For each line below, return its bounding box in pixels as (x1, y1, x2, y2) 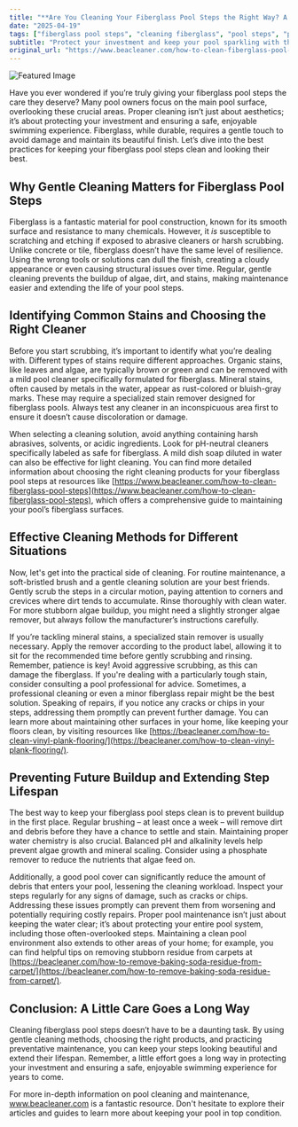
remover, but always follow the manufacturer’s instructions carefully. (9, 614, 259, 625)
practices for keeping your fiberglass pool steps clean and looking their (9, 144, 271, 155)
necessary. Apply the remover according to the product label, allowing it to (9, 640, 282, 652)
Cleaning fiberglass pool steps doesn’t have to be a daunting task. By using (9, 1025, 285, 1036)
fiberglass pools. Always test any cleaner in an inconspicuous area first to (9, 402, 279, 412)
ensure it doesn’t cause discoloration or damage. (9, 411, 188, 422)
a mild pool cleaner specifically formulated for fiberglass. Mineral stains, (9, 373, 273, 384)
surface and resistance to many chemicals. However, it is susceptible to (9, 225, 271, 236)
